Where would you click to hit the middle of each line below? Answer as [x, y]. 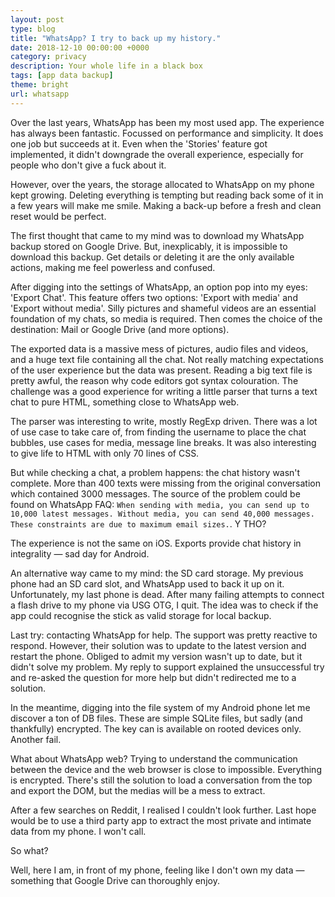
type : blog [33, 29]
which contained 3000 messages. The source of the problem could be [155, 493]
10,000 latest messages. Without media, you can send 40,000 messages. [162, 514]
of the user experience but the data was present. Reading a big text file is [161, 370]
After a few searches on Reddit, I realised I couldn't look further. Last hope [163, 810]
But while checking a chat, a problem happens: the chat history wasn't [155, 472]
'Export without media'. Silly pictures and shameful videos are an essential [163, 308]
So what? [29, 850]
